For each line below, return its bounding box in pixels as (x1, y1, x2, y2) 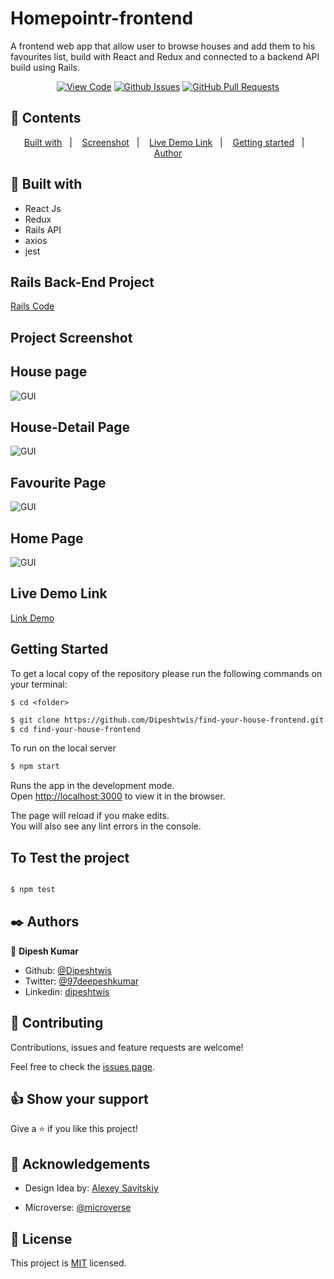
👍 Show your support (10, 1090, 149, 1107)
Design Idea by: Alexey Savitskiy (24, 1182, 159, 1194)
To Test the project (10, 849, 130, 866)
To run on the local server (10, 742, 117, 754)
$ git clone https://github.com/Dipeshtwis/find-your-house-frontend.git (10, 715, 325, 725)
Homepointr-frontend (10, 7, 194, 30)
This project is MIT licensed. (10, 1257, 127, 1269)
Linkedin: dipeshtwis (24, 985, 110, 997)
